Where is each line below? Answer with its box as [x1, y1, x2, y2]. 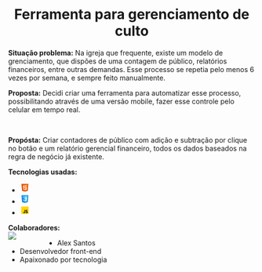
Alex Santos [57, 238, 96, 248]
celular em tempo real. [8, 104, 81, 114]
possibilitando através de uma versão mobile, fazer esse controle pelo [8, 96, 235, 106]
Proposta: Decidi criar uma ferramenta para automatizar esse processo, [8, 88, 242, 97]
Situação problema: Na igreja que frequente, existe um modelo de [8, 48, 224, 57]
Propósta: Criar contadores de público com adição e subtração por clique [8, 135, 248, 144]
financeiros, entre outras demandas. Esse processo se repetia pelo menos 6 [8, 64, 255, 74]
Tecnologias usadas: [8, 167, 78, 176]
